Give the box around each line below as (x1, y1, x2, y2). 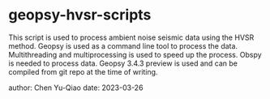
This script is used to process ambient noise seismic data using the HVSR (8, 32, 255, 42)
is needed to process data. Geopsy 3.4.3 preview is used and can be (8, 58, 238, 68)
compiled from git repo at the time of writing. (8, 67, 158, 76)
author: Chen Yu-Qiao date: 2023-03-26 (8, 83, 144, 93)
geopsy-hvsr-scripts (8, 6, 152, 24)
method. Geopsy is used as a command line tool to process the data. (8, 41, 238, 50)
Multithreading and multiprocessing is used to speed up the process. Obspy (8, 49, 262, 59)
